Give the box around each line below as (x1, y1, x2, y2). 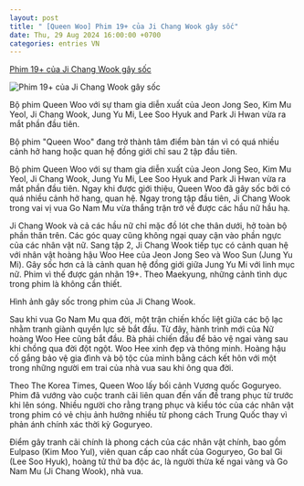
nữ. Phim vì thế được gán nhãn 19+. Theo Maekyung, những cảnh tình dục (9, 269, 288, 280)
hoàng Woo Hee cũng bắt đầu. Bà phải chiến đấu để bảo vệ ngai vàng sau (9, 333, 288, 344)
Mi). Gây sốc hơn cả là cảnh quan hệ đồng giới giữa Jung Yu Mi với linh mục (9, 259, 295, 270)
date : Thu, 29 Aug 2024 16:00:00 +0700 (9, 30, 162, 39)
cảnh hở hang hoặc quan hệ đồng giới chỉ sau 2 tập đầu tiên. (9, 146, 237, 157)
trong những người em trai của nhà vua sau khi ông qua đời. (9, 363, 235, 374)
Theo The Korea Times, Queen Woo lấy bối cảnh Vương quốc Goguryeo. (9, 380, 282, 391)
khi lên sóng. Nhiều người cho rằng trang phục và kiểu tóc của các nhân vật (9, 399, 294, 411)
